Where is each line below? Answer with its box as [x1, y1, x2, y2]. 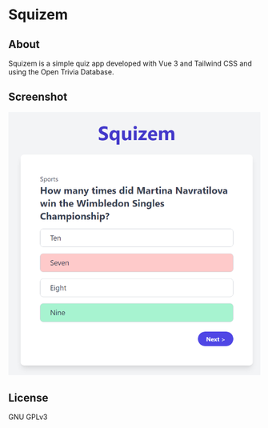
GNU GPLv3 [8, 412, 48, 422]
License [8, 390, 49, 405]
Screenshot [8, 90, 68, 104]
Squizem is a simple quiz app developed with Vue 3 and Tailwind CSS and [8, 58, 252, 68]
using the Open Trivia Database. [8, 67, 114, 77]
